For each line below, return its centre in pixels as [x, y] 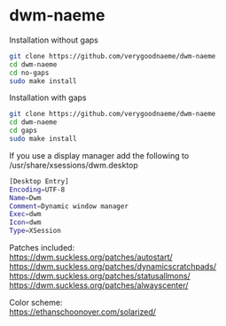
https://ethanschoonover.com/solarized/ [83, 312]
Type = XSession [35, 231]
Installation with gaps [48, 97]
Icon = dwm [25, 222]
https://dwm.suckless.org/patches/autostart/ [91, 257]
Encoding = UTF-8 [37, 190]
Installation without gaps [54, 40]
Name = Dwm [25, 198]
